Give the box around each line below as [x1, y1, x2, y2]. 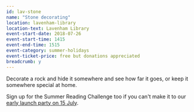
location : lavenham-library [6, 20, 76, 26]
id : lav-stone [6, 8, 42, 15]
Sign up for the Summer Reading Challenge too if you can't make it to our [6, 93, 186, 100]
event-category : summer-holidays [6, 48, 90, 54]
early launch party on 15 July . [6, 99, 79, 106]
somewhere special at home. [6, 81, 78, 88]
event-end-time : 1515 [6, 42, 60, 48]
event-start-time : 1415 [6, 36, 66, 42]
